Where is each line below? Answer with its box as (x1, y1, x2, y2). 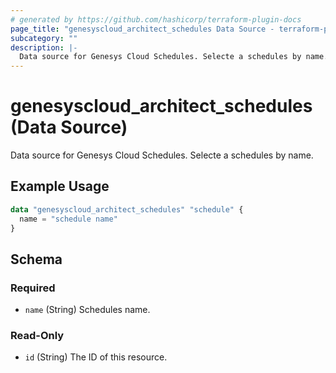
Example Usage (10, 178, 110, 195)
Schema (10, 251, 63, 268)
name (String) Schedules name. (24, 304, 151, 316)
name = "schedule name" (19, 214, 118, 224)
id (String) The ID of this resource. (24, 351, 168, 363)
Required (10, 281, 56, 295)
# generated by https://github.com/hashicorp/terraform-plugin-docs (10, 14, 302, 25)
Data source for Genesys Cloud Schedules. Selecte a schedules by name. (10, 149, 314, 161)
